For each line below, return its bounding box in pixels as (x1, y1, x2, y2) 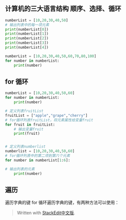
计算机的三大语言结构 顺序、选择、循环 (5, 4, 121, 13)
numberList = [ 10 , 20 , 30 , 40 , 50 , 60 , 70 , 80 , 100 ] (5, 54, 96, 58)
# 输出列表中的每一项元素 (5, 22, 49, 27)
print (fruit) (14, 131, 40, 136)
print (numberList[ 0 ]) (5, 27, 49, 32)
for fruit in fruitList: (5, 122, 55, 127)
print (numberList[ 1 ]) (5, 31, 49, 37)
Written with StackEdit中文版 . (16, 210, 76, 216)
